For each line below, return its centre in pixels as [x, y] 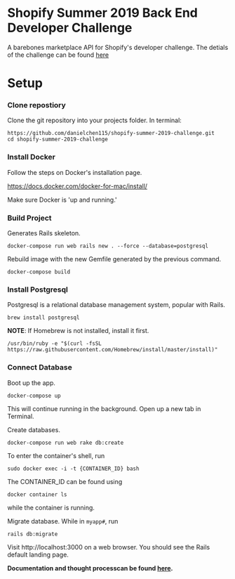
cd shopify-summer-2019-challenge [58, 139]
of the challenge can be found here [58, 55]
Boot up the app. [32, 383]
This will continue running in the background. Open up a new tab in [104, 408]
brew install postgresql [43, 318]
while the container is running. [51, 507]
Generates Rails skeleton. [44, 233]
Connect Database [40, 367]
